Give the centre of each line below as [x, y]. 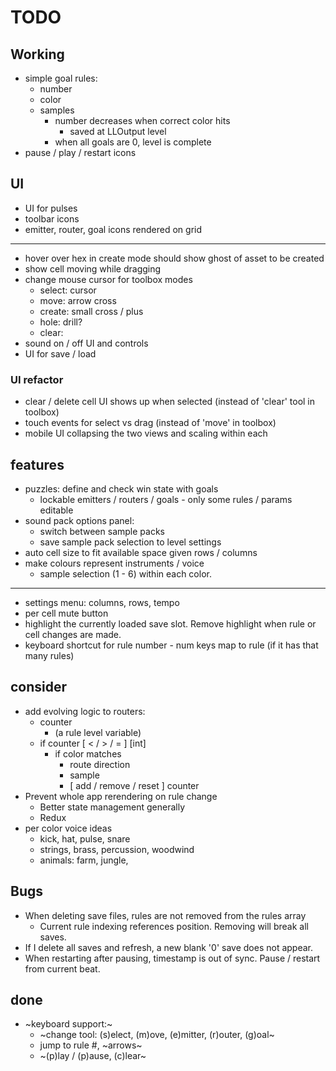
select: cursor [68, 290]
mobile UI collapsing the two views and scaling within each [146, 433]
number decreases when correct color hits [142, 120]
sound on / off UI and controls [86, 343]
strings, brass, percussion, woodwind [117, 849]
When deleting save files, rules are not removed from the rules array [165, 915]
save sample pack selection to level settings [130, 542]
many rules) [49, 655]
